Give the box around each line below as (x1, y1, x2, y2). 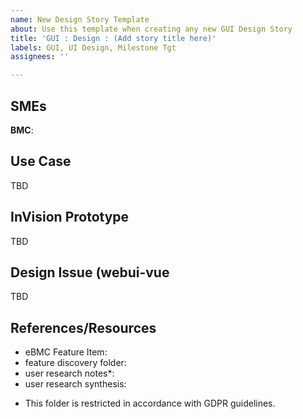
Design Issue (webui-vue (10, 264, 170, 281)
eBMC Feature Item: (24, 346, 108, 358)
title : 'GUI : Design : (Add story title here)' (10, 33, 217, 43)
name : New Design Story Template (10, 14, 150, 25)
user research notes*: (24, 367, 115, 380)
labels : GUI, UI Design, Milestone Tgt (10, 42, 177, 53)
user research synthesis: (24, 378, 127, 390)
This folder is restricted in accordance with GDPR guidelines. (24, 397, 276, 410)
